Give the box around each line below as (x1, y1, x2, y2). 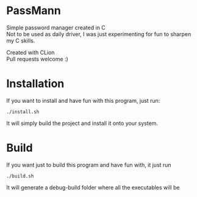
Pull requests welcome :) (6, 55, 68, 62)
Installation (6, 77, 65, 91)
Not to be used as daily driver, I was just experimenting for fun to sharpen (6, 30, 192, 37)
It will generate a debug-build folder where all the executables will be (6, 184, 180, 191)
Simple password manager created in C (6, 24, 106, 31)
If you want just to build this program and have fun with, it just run (6, 161, 172, 168)
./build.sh (6, 173, 34, 179)
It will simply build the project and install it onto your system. (6, 119, 159, 127)
